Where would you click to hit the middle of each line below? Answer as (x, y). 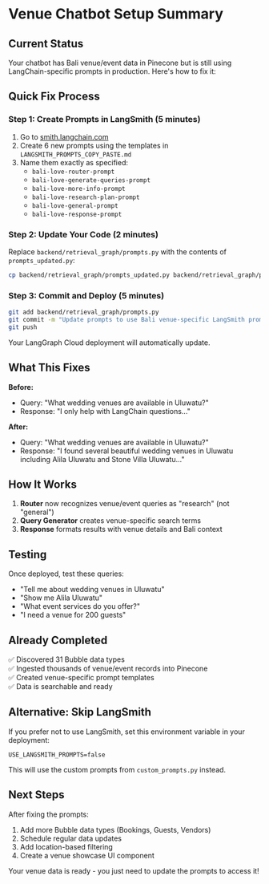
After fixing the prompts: (49, 814)
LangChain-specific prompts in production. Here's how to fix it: (112, 71)
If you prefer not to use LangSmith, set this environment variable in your (127, 732)
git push (23, 327)
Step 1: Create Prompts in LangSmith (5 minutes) (104, 120)
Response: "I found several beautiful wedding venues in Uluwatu (126, 451)
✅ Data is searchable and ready (61, 687)
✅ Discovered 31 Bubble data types (67, 659)
